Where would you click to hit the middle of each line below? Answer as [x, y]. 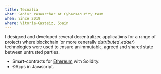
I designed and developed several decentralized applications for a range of [80, 37]
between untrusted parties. [32, 52]
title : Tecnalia [21, 9]
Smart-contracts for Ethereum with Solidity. [56, 61]
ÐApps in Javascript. [33, 67]
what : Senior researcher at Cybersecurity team [54, 14]
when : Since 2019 [23, 18]
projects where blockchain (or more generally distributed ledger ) [70, 42]
